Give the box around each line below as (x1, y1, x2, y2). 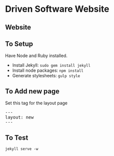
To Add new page (5, 87, 60, 95)
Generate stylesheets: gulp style (12, 73, 80, 79)
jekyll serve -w (5, 147, 38, 152)
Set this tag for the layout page (5, 100, 68, 106)
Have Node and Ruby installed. (5, 53, 68, 59)
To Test (5, 133, 28, 142)
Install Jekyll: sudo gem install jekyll (12, 62, 91, 68)
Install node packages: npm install (12, 67, 84, 73)
